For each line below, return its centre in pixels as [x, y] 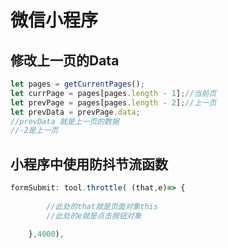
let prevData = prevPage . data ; [75, 112]
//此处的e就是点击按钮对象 [94, 216]
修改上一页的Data [65, 60]
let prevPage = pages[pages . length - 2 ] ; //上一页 [113, 102]
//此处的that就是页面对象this [102, 206]
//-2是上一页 [34, 131]
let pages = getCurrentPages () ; [77, 84]
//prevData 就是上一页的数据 [65, 121]
